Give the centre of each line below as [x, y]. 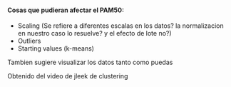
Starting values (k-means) [56, 48]
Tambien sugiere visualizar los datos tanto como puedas [90, 62]
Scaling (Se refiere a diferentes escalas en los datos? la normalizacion [120, 26]
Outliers [29, 41]
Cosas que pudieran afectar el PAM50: [66, 10]
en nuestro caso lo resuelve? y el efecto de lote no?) [95, 34]
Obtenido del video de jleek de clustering [68, 76]
